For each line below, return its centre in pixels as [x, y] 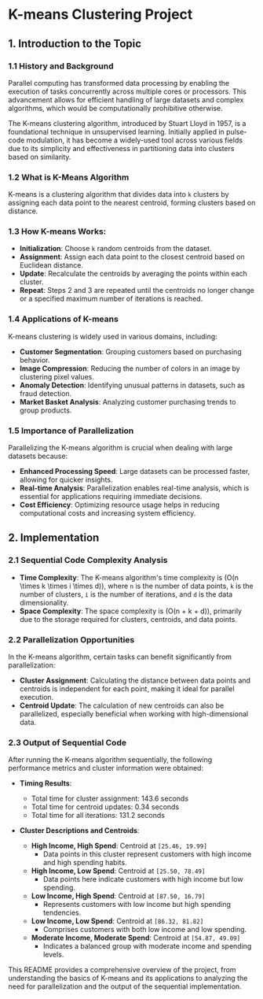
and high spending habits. [85, 863]
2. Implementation [54, 538]
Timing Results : [46, 783]
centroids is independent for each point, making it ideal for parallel [127, 689]
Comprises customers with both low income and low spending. [145, 930]
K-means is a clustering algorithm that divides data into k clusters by [119, 194]
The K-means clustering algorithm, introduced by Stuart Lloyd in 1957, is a [127, 123]
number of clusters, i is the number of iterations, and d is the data [126, 594]
